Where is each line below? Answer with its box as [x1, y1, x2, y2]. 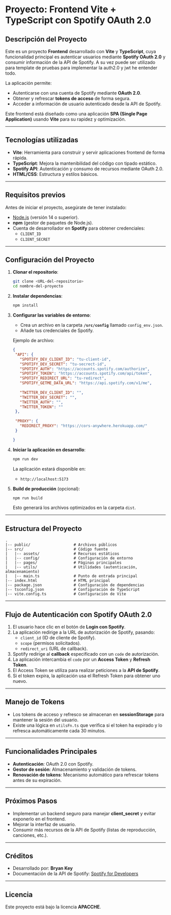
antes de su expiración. [12, 777, 62, 783]
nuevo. [12, 678, 27, 684]
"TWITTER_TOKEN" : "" [19, 404, 64, 410]
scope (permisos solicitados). [20, 640, 81, 646]
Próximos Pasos [5, 797, 58, 806]
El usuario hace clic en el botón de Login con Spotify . [12, 624, 126, 630]
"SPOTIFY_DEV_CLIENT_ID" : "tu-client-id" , [19, 356, 111, 362]
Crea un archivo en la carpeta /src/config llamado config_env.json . [20, 322, 163, 328]
